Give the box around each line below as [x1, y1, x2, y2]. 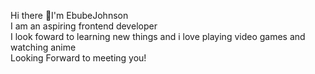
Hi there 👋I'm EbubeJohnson [10, 10, 129, 21]
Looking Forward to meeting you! [10, 52, 147, 64]
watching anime [10, 41, 77, 53]
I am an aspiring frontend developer [10, 20, 158, 32]
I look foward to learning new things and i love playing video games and [10, 31, 306, 42]
